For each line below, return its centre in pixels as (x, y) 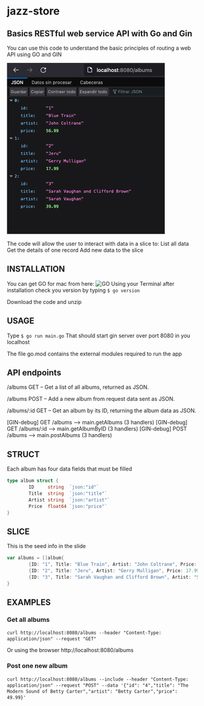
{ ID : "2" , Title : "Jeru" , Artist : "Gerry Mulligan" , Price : (106, 571)
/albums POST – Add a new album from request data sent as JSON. (91, 399)
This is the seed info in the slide (47, 546)
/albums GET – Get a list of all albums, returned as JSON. (78, 387)
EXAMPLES (29, 603)
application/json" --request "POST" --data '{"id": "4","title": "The (98, 685)
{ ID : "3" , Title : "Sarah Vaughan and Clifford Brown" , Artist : (110, 577)
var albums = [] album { (35, 558)
